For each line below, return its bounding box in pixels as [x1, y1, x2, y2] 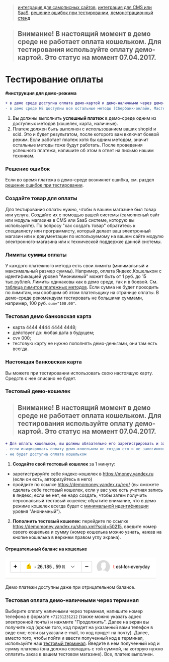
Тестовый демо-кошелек [5, 388, 71, 395]
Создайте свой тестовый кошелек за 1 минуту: [12, 461, 116, 467]
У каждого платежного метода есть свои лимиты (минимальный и [5, 262, 148, 268]
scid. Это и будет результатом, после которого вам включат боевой [12, 131, 159, 137]
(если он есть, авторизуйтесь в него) [12, 476, 93, 482]
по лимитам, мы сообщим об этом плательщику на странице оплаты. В [5, 289, 159, 295]
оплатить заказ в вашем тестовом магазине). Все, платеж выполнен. [5, 651, 154, 657]
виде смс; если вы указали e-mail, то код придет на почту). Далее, [5, 630, 149, 636]
